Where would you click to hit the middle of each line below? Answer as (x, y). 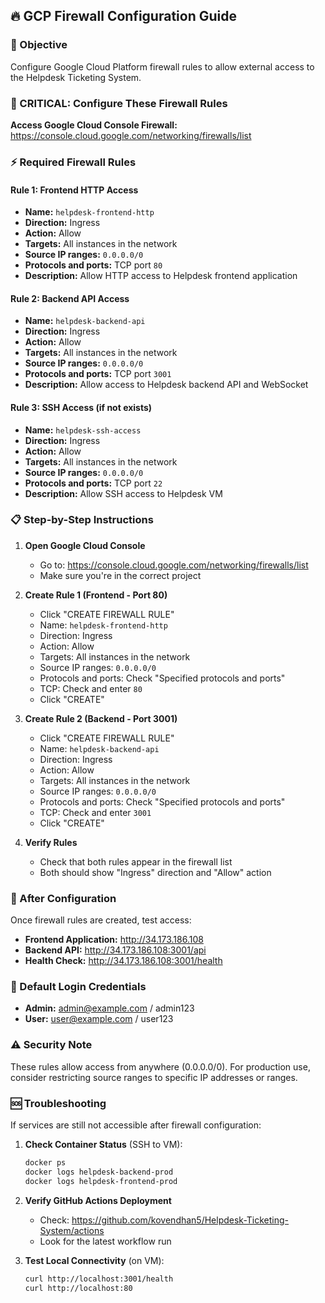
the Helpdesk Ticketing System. (76, 77)
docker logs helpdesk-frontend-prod (101, 1181)
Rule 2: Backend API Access (70, 298)
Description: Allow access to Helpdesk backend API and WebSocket (166, 385)
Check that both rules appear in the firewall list (136, 861)
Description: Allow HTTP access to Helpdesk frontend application (161, 276)
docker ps (45, 1163)
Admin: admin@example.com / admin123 (109, 1008)
